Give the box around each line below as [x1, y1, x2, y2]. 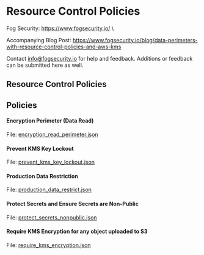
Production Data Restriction [6, 172, 78, 180]
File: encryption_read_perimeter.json [6, 131, 99, 138]
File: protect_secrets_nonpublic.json [6, 213, 97, 221]
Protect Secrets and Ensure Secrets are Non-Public [6, 200, 139, 207]
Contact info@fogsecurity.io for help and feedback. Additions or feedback [6, 55, 193, 62]
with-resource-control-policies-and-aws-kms [6, 43, 122, 50]
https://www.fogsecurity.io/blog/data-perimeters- [72, 36, 198, 44]
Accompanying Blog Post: [6, 36, 71, 44]
